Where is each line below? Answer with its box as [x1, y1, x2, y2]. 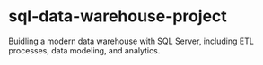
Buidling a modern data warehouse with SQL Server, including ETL [8, 36, 255, 46]
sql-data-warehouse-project [8, 6, 228, 27]
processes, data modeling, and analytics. [8, 45, 161, 55]
